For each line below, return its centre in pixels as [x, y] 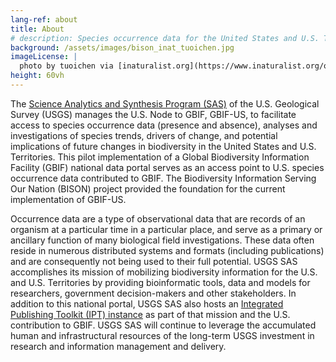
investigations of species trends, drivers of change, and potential [144, 135]
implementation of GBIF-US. [68, 199]
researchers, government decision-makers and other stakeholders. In [153, 293]
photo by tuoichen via [66, 66]
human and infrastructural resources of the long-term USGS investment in [162, 335]
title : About [37, 29]
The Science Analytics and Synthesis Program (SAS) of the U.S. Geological [165, 103]
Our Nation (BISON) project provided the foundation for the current [148, 188]
